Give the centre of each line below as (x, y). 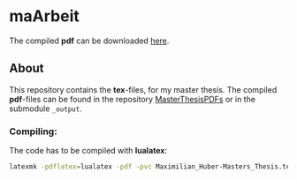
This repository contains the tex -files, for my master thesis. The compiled (143, 89)
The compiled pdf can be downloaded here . (89, 41)
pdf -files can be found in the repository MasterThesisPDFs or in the (133, 99)
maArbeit (44, 16)
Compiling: (33, 131)
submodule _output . (46, 109)
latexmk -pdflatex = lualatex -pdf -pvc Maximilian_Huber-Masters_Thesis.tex (152, 167)
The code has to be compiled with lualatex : (88, 151)
